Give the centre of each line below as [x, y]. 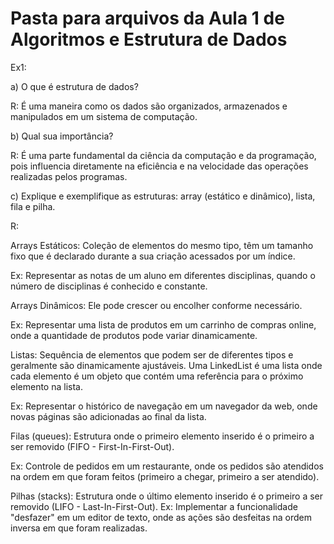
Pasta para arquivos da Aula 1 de [147, 18]
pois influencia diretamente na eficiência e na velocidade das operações [159, 166]
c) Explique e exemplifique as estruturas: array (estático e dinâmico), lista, [163, 196]
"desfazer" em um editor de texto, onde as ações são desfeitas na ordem [161, 517]
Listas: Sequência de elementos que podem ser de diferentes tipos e [152, 354]
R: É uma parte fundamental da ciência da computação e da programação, [163, 155]
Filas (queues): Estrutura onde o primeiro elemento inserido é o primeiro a [162, 436]
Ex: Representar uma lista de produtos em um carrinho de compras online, [163, 324]
